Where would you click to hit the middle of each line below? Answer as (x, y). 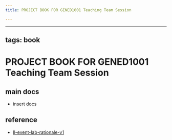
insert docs (25, 104)
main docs (22, 92)
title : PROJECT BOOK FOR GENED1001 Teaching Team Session (68, 10)
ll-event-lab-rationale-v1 (38, 132)
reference (21, 120)
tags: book (23, 40)
